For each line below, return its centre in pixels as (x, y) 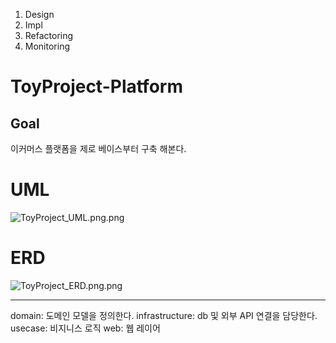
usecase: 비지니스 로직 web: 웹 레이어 (85, 328)
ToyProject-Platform (96, 86)
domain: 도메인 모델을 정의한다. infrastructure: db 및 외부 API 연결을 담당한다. (164, 315)
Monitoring (47, 46)
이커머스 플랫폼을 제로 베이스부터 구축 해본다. (98, 148)
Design (39, 14)
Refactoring (49, 35)
